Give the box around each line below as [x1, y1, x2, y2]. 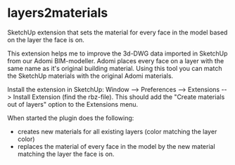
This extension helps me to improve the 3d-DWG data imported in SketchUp [7, 49, 228, 58]
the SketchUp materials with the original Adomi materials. [7, 72, 174, 80]
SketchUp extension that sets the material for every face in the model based [7, 28, 228, 37]
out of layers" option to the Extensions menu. [7, 100, 139, 108]
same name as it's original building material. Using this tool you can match [7, 64, 222, 72]
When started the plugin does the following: [7, 114, 134, 122]
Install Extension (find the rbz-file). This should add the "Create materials [13, 93, 225, 101]
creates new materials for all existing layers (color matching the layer [17, 127, 217, 136]
